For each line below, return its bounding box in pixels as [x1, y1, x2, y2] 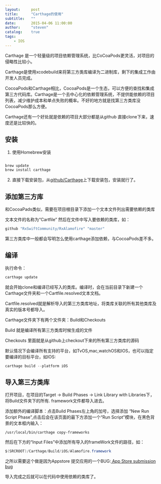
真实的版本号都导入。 [5, 307, 47, 312]
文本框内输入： [13, 420, 44, 426]
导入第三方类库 [5, 378, 50, 386]
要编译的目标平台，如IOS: [5, 354, 56, 359]
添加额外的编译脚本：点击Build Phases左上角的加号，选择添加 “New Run [5, 408, 149, 414]
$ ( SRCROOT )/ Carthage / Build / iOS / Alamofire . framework [5, 449, 111, 454]
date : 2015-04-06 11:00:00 [5, 20, 73, 26]
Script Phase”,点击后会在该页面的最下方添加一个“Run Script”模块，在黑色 [5, 414, 151, 420]
